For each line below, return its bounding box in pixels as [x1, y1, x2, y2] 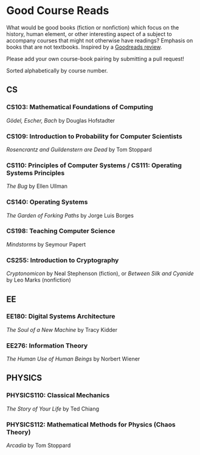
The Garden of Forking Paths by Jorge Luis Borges [6, 212, 134, 219]
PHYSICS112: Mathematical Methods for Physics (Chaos [6, 420, 176, 429]
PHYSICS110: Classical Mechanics [6, 391, 110, 399]
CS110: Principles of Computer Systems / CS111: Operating [6, 161, 182, 170]
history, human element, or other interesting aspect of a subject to [6, 30, 172, 37]
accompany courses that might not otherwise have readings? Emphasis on [6, 37, 193, 44]
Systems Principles [6, 168, 65, 177]
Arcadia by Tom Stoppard [6, 442, 71, 449]
